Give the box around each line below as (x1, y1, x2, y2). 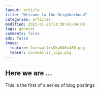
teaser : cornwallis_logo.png (10, 50, 72, 55)
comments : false (5, 31, 40, 36)
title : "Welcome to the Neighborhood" (5, 12, 87, 17)
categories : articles (5, 17, 51, 22)
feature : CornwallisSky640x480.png (10, 45, 85, 50)
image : (5, 41, 19, 46)
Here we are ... (5, 69, 52, 77)
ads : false (5, 36, 28, 41)
